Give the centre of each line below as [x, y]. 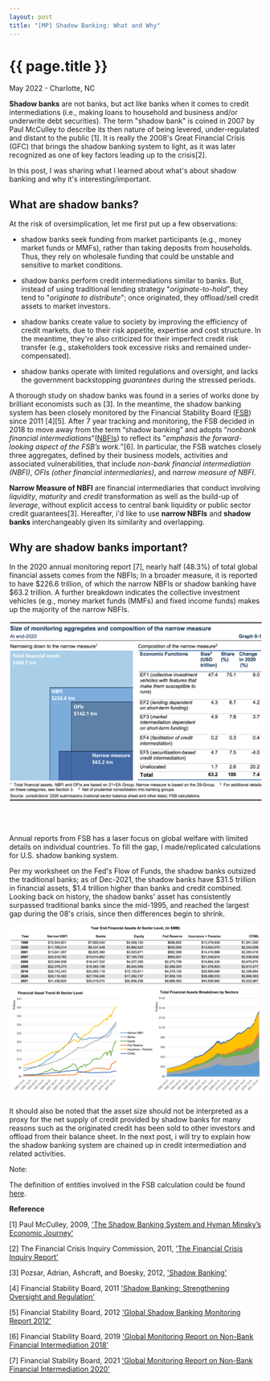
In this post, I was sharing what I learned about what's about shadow [123, 171]
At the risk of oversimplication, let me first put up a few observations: [123, 224]
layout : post [31, 17]
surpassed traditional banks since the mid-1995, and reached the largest [129, 905]
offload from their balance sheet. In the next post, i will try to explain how [130, 1137]
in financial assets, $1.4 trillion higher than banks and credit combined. [126, 888]
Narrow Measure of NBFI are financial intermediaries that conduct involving [135, 488]
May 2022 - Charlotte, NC [52, 88]
